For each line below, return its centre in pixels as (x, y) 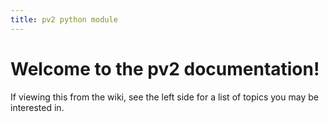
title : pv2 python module (64, 19)
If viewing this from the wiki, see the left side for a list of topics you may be (164, 97)
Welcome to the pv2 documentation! (165, 68)
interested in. (37, 107)
